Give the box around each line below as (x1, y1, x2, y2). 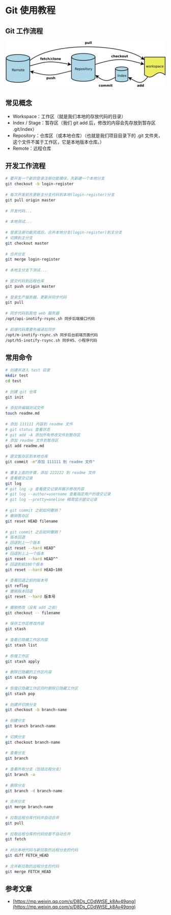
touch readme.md (5, 411, 40, 416)
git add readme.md (5, 443, 44, 448)
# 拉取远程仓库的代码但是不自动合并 (5, 831, 71, 836)
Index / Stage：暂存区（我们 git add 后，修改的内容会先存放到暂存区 (12, 120, 156, 126)
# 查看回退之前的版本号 (5, 578, 48, 583)
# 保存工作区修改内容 (5, 621, 44, 626)
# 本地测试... (5, 219, 32, 224)
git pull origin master (5, 197, 56, 202)
